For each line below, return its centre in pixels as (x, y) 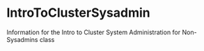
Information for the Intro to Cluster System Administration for (94, 32)
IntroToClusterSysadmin (78, 13)
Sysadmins (22, 39)
